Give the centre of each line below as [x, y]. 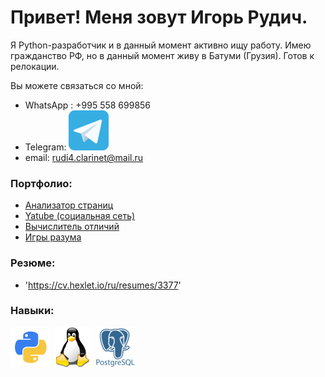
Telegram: [45, 147]
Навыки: [32, 311]
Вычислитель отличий [72, 227]
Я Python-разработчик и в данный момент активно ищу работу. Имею [161, 45]
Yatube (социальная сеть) [80, 216]
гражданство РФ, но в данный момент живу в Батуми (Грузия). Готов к [162, 55]
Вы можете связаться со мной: [77, 85]
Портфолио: [41, 183]
